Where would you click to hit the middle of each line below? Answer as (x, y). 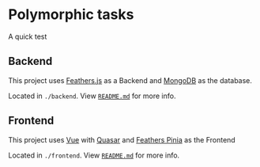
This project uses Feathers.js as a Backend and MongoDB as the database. (130, 80)
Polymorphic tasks (71, 15)
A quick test (28, 36)
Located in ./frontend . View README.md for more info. (94, 155)
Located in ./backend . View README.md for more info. (92, 96)
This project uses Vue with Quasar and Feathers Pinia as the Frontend (122, 139)
